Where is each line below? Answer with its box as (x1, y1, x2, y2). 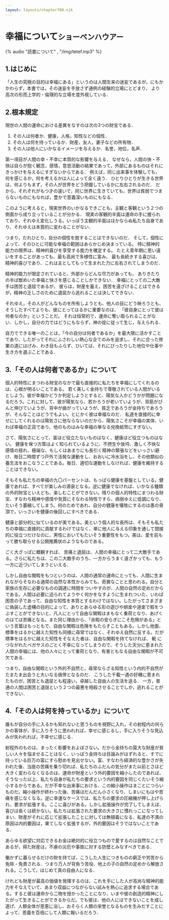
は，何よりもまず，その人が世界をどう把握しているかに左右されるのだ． (5, 181, 155, 188)
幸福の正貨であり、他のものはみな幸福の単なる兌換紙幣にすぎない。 (14, 424, 155, 430)
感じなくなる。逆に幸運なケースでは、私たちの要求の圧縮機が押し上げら (14, 795, 164, 801)
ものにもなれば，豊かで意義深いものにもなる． (18, 194, 116, 200)
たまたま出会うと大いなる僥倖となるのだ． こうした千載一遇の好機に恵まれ (5, 672, 160, 677)
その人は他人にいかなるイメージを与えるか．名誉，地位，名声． (12, 146, 145, 152)
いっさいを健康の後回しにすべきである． (18, 509, 102, 515)
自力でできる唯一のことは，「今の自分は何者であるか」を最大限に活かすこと (5, 330, 162, 336)
